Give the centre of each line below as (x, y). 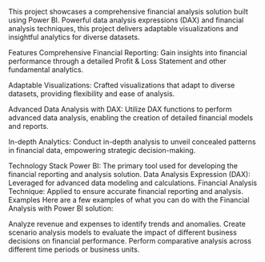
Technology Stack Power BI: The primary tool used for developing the (123, 166)
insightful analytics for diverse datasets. (74, 37)
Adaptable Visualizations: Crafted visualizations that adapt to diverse (122, 85)
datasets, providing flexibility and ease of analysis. (92, 94)
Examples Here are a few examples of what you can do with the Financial (129, 200)
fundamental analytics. (46, 70)
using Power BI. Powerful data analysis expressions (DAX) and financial (126, 20)
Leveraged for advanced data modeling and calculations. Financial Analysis (133, 183)
